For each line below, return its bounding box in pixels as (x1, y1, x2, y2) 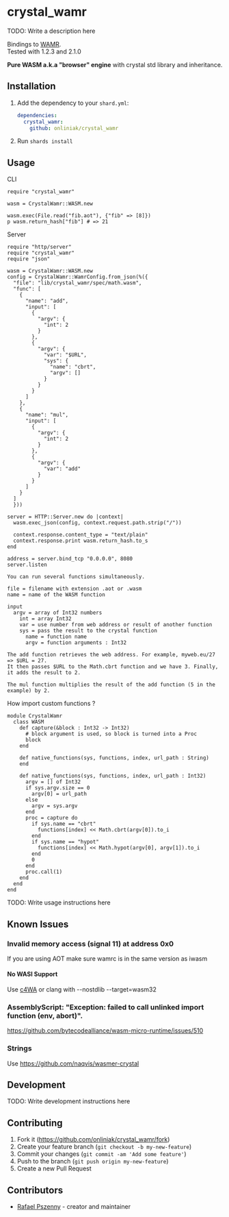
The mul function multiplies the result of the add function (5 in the (7, 681, 215, 689)
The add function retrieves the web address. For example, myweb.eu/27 (7, 652, 215, 659)
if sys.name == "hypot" (31, 839, 99, 846)
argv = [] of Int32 (25, 778, 81, 785)
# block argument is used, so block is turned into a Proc (25, 730, 197, 737)
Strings (7, 1044, 32, 1053)
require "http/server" (7, 244, 72, 251)
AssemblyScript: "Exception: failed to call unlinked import (7, 1003, 204, 1011)
